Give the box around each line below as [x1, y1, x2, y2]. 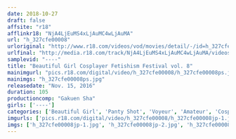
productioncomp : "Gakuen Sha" [7, 95, 96, 102]
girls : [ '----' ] [7, 102, 55, 109]
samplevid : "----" [7, 56, 61, 63]
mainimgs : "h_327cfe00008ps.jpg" [7, 75, 105, 83]
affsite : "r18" [7, 23, 52, 30]
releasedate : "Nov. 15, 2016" [7, 82, 96, 89]
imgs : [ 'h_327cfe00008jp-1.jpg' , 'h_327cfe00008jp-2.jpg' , [7, 121, 184, 128]
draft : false [7, 17, 46, 24]
